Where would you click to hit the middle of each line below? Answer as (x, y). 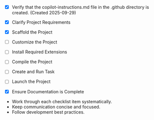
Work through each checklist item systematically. (62, 101)
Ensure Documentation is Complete (48, 91)
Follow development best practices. (48, 112)
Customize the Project (34, 42)
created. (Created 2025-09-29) (44, 13)
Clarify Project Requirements (41, 22)
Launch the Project (31, 81)
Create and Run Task (33, 72)
